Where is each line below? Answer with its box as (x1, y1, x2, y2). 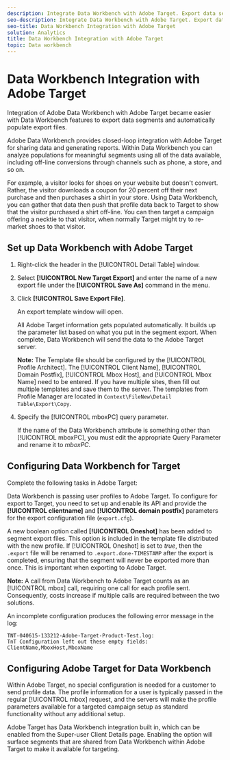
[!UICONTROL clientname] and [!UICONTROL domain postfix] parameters (7, 506, 219, 514)
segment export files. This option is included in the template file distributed (7, 534, 218, 542)
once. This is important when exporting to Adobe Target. (7, 563, 167, 572)
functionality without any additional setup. (7, 710, 125, 718)
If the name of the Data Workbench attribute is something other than (16, 426, 210, 434)
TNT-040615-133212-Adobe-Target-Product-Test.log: (7, 632, 155, 639)
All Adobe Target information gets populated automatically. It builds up (16, 320, 216, 329)
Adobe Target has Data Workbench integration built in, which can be (7, 723, 201, 731)
